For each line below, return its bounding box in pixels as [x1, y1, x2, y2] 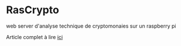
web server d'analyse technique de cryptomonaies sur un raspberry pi [6, 22, 177, 29]
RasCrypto [6, 3, 60, 17]
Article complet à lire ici [6, 33, 63, 40]
